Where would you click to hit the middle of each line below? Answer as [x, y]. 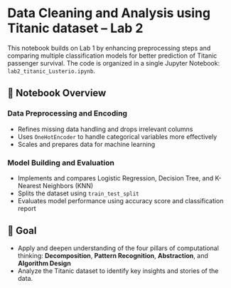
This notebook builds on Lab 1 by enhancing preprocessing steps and [109, 48]
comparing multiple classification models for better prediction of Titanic [112, 56]
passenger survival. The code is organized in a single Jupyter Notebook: [114, 63]
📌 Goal [22, 231]
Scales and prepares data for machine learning [86, 144]
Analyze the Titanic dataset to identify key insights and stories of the [118, 271]
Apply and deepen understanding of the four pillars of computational [118, 248]
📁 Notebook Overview [57, 93]
